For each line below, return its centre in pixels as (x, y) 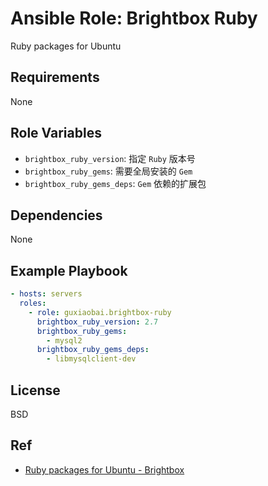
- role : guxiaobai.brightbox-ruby (100, 312)
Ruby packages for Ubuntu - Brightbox (104, 469)
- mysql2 (64, 340)
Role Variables (56, 133)
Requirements (55, 77)
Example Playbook (69, 270)
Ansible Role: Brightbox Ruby (134, 18)
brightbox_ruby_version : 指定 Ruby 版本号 (110, 158)
